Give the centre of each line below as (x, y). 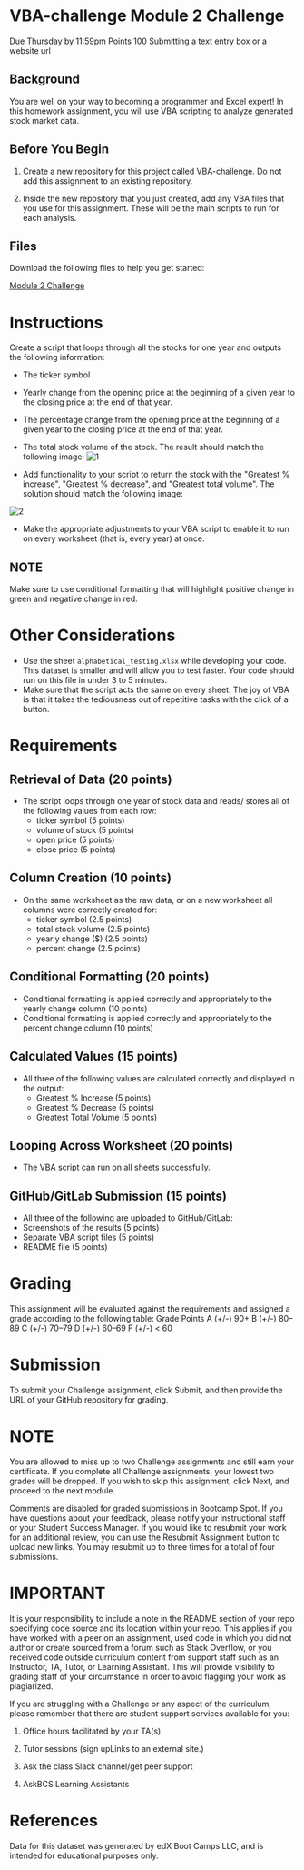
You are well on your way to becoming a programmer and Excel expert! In (147, 101)
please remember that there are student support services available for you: (150, 1713)
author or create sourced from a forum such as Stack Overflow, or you (141, 1647)
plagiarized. (31, 1686)
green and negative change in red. (74, 599)
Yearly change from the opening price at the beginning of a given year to (158, 393)
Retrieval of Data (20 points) (91, 779)
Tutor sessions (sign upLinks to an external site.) (113, 1748)
